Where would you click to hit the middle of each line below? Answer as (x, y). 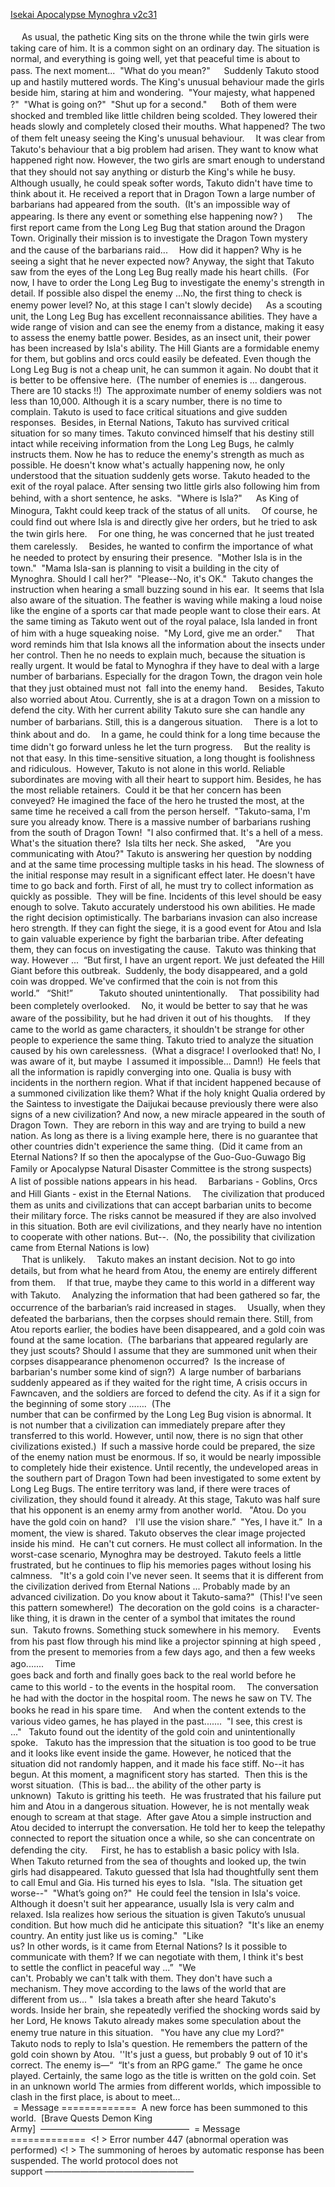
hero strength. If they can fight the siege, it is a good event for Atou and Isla (166, 928)
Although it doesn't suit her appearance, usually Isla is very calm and (152, 1903)
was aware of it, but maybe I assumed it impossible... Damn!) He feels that (165, 1061)
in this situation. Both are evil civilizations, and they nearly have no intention (166, 1226)
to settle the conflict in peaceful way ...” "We (103, 1967)
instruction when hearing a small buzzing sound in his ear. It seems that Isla (167, 589)
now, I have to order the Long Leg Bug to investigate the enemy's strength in (167, 282)
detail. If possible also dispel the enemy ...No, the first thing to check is (156, 293)
